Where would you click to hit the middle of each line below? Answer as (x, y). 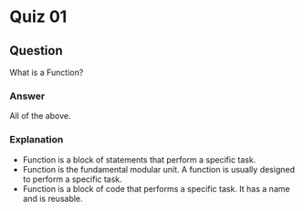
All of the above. (40, 116)
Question (36, 51)
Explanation (37, 140)
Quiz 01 (38, 17)
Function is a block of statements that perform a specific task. (139, 159)
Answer (27, 96)
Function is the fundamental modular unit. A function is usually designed (158, 169)
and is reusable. (53, 198)
